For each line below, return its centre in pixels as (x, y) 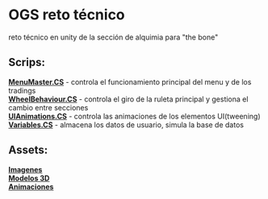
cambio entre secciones (48, 107)
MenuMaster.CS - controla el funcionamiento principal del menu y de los (130, 81)
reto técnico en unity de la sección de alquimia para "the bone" (113, 37)
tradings (22, 90)
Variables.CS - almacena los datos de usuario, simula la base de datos (126, 124)
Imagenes (25, 169)
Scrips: (27, 62)
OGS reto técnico (67, 15)
